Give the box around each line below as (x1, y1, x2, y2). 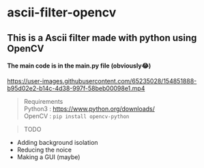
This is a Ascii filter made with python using (7, 32, 197, 44)
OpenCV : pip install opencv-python (23, 111, 130, 120)
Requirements (23, 97, 63, 105)
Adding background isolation (16, 138, 98, 146)
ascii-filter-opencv (7, 5, 117, 20)
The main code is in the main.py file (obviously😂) (7, 61, 151, 70)
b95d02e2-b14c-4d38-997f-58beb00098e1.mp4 (7, 84, 145, 92)
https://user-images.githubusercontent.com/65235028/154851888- (7, 76, 197, 85)
